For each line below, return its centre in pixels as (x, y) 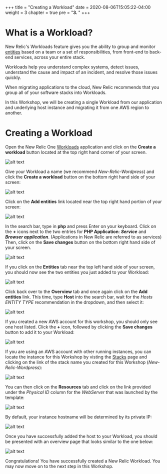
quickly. (13, 77)
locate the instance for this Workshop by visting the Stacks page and (76, 356)
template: (15, 397)
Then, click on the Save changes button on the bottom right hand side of (80, 242)
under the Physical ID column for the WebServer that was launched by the (81, 392)
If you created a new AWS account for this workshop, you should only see (81, 321)
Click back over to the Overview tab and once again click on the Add (76, 291)
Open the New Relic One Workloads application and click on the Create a (80, 146)
